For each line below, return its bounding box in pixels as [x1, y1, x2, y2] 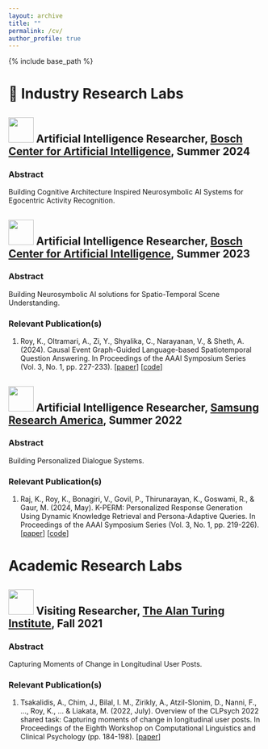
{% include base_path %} [8, 56, 94, 66]
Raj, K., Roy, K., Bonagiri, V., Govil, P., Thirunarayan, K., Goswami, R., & [19, 494, 255, 504]
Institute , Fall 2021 [8, 617, 103, 630]
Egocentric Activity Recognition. [8, 195, 115, 206]
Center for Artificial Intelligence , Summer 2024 [8, 144, 250, 158]
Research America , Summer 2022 [8, 413, 182, 427]
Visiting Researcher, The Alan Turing [36, 604, 225, 617]
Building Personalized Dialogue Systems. [8, 455, 144, 465]
